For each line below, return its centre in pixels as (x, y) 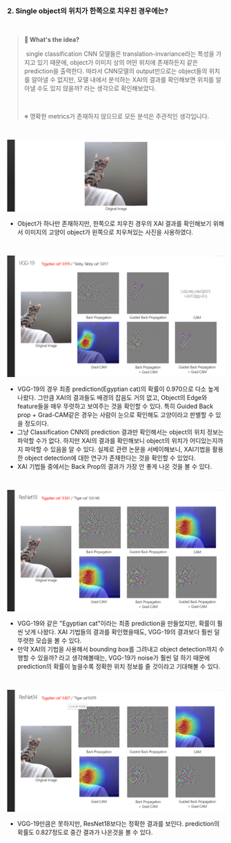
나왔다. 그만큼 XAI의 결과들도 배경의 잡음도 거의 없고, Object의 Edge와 (112, 398)
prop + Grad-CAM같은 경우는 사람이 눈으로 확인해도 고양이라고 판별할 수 (115, 415)
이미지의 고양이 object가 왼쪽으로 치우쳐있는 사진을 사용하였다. (109, 232)
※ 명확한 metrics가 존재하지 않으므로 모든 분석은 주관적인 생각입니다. (117, 116)
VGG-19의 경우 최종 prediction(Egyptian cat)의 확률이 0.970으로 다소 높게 (118, 389)
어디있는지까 (206, 441)
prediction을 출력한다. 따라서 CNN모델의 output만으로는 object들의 (115, 71)
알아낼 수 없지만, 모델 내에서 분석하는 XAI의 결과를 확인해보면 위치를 (123, 80)
